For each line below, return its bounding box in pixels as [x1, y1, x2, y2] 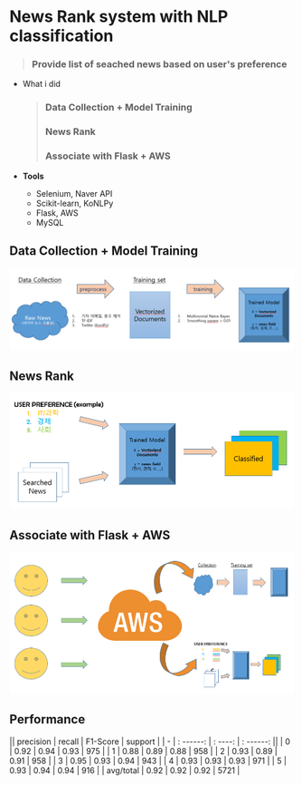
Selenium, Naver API [35, 188, 113, 199]
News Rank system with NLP [9, 6, 229, 27]
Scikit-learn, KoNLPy [35, 198, 114, 208]
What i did [22, 79, 61, 90]
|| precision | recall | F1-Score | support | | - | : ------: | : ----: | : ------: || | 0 [9, 736, 291, 747]
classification [9, 25, 114, 46]
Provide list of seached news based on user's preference [31, 58, 288, 71]
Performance [9, 712, 86, 727]
